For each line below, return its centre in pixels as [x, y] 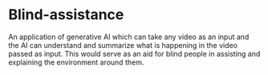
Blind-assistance [66, 15]
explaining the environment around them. [76, 62]
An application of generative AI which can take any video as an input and [129, 37]
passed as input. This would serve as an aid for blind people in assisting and [134, 53]
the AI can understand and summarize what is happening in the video [123, 45]
